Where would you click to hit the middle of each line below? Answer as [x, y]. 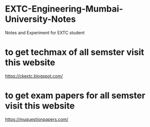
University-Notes [40, 19]
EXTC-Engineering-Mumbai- [64, 9]
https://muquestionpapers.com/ [37, 119]
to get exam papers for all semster [75, 96]
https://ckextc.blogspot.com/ [34, 76]
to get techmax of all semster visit [75, 52]
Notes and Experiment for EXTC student [45, 32]
